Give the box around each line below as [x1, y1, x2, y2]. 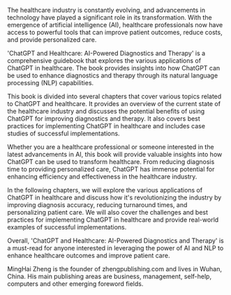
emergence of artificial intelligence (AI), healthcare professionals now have [7, 21, 223, 29]
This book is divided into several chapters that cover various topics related [7, 92, 222, 100]
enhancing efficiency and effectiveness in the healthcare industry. [7, 172, 198, 181]
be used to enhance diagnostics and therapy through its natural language [7, 71, 218, 80]
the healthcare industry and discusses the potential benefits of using [7, 107, 205, 115]
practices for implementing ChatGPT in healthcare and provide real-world [7, 215, 219, 224]
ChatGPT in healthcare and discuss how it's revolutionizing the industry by [7, 193, 222, 202]
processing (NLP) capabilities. [7, 79, 94, 86]
